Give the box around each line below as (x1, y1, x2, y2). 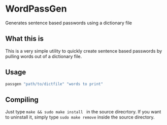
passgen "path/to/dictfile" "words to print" (5, 81, 103, 87)
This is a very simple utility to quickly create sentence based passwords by (5, 48, 162, 54)
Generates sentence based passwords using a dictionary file (5, 20, 132, 26)
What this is (5, 34, 44, 43)
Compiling (5, 95, 39, 104)
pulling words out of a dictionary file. (5, 53, 82, 59)
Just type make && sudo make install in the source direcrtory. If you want (5, 109, 161, 115)
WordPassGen (5, 3, 67, 15)
